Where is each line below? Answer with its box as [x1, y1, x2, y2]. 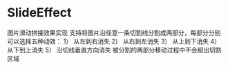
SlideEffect [7, 5, 72, 21]
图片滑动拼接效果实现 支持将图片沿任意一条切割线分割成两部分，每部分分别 [7, 28, 221, 37]
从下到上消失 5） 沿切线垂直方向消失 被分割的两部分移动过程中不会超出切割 [7, 46, 222, 54]
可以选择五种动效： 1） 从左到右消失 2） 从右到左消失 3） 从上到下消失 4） [7, 37, 221, 46]
